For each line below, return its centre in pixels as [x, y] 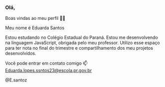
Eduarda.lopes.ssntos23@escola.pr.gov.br [48, 71]
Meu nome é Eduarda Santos [35, 28]
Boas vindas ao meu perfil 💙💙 [35, 18]
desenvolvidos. [21, 53]
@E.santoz [16, 80]
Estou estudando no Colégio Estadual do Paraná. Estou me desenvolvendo [82, 38]
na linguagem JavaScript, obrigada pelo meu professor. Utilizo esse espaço [82, 43]
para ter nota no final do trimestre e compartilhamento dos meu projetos [79, 48]
